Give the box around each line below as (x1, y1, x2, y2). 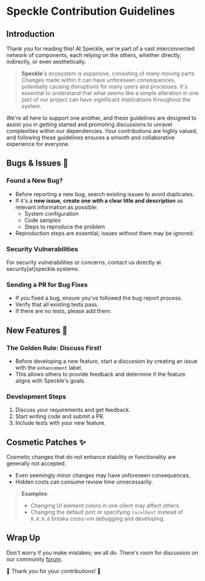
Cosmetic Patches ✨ (6, 437, 86, 447)
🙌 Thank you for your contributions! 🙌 (6, 567, 101, 574)
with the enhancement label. (15, 363, 83, 371)
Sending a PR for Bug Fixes (6, 280, 88, 289)
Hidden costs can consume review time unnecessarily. (15, 478, 153, 485)
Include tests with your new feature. (15, 419, 106, 427)
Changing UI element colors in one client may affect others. (30, 502, 181, 509)
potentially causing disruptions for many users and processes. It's (21, 83, 188, 90)
